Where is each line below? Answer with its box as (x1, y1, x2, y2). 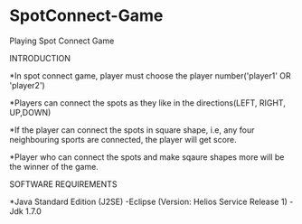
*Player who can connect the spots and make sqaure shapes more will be (9, 151, 285, 163)
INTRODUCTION (9, 52, 71, 63)
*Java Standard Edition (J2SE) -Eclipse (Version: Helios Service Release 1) (9, 196, 288, 207)
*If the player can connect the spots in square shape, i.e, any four (9, 124, 255, 135)
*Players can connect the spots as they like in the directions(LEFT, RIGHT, (9, 97, 287, 108)
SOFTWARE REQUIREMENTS (9, 178, 118, 190)
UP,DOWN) (9, 107, 52, 117)
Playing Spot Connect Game (9, 35, 115, 46)
